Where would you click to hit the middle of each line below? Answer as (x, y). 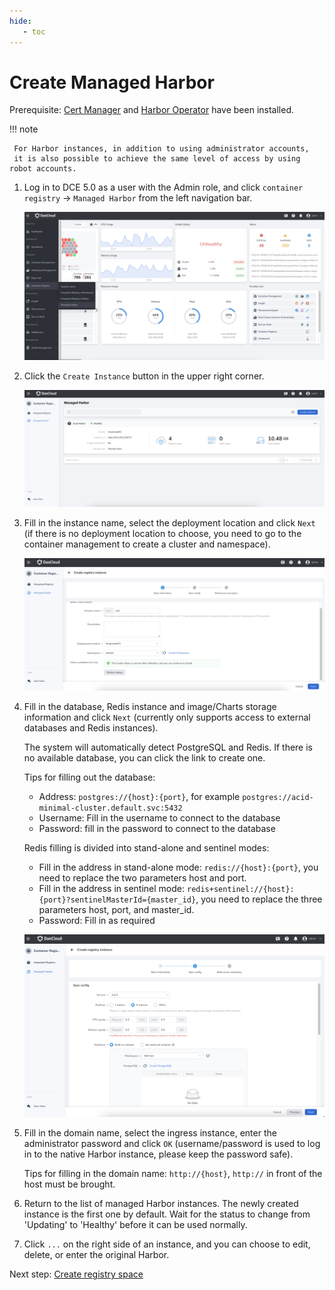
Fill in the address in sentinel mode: (112, 889)
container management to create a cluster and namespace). (147, 544)
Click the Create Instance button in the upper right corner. (144, 376)
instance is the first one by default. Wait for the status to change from (167, 1214)
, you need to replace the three (259, 899)
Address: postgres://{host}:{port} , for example (139, 797)
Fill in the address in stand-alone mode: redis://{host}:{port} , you (178, 867)
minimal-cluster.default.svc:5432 (110, 808)
